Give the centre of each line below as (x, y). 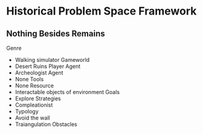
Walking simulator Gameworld (52, 60)
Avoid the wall (32, 118)
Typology (27, 111)
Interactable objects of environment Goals (67, 92)
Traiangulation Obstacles (46, 124)
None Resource (34, 85)
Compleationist (34, 105)
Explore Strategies (38, 99)
